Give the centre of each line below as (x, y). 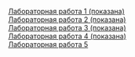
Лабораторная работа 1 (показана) (67, 11)
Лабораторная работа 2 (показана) (67, 20)
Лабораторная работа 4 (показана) (67, 36)
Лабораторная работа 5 (48, 45)
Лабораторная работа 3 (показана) (67, 28)
